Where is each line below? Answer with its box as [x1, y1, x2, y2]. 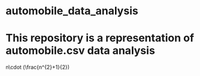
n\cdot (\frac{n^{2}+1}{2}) [5, 64, 70, 71]
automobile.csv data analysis [5, 44, 155, 58]
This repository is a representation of [5, 31, 195, 45]
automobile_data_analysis [5, 4, 138, 18]
